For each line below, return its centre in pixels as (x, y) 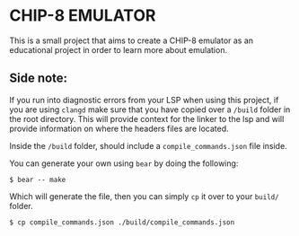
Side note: (39, 79)
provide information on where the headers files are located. (119, 128)
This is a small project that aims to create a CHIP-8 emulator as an (132, 40)
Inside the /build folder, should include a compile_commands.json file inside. (148, 145)
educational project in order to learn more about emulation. (118, 49)
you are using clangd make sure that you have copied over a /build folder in (150, 109)
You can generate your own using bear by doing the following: (124, 163)
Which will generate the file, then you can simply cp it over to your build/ (145, 196)
